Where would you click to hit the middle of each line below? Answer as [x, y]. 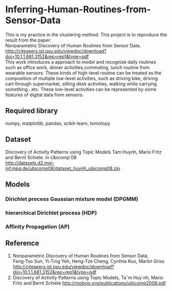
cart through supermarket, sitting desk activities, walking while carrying [81, 84]
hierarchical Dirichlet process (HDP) [51, 213]
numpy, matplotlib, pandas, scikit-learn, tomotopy [58, 123]
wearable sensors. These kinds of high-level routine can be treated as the [83, 72]
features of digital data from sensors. [44, 95]
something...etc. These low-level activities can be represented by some [81, 89]
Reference [22, 243]
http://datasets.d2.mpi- [30, 162]
